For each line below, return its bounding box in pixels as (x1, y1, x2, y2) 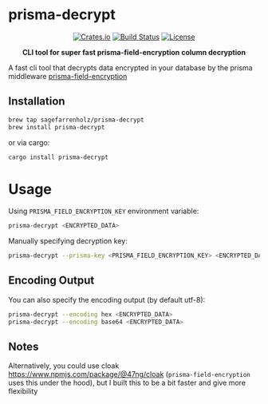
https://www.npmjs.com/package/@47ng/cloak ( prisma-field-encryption (8, 370, 251, 379)
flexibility (8, 386, 38, 396)
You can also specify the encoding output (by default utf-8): (8, 295, 206, 304)
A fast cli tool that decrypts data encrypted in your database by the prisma (8, 62, 253, 73)
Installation (8, 94, 65, 109)
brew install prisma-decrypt (8, 123, 105, 131)
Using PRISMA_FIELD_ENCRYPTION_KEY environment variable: (8, 206, 199, 216)
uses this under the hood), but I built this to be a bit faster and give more (8, 378, 246, 388)
